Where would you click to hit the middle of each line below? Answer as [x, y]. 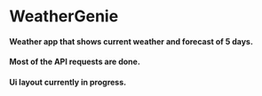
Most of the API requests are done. [75, 62]
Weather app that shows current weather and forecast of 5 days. [131, 41]
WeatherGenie [64, 16]
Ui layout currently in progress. [68, 82]
